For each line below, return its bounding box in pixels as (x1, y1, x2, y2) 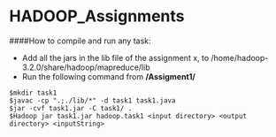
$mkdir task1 (9, 88, 57, 97)
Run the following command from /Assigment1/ (21, 71, 196, 81)
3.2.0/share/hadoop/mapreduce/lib (21, 62, 150, 72)
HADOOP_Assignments (9, 6, 185, 27)
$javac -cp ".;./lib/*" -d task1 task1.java (9, 95, 176, 105)
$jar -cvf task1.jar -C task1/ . (9, 103, 133, 112)
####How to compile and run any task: (9, 35, 152, 46)
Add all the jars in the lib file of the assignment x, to (21, 52, 210, 63)
